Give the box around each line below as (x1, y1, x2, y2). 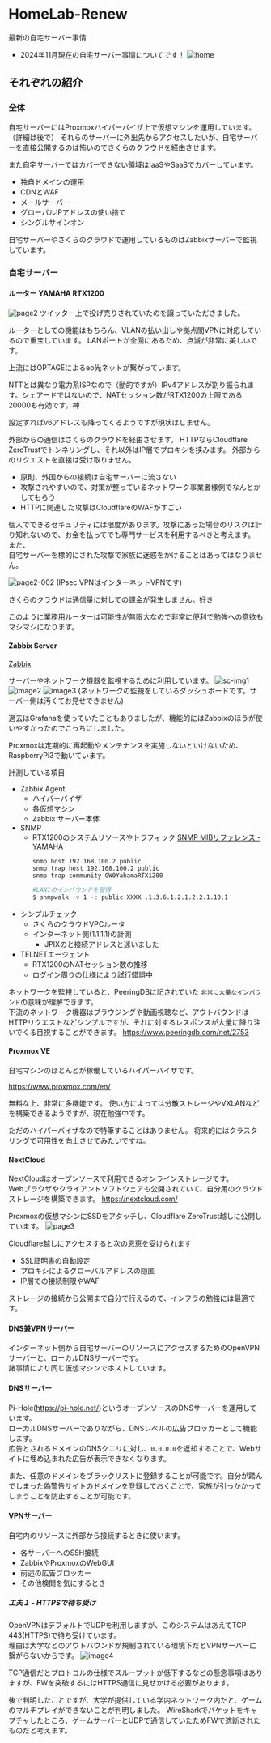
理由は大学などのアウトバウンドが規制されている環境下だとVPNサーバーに (8, 1640, 257, 1650)
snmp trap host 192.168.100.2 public (32, 864, 160, 872)
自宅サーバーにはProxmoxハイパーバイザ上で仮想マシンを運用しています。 (8, 122, 256, 132)
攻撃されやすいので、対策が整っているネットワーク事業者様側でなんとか (19, 482, 261, 492)
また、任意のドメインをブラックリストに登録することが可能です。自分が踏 (8, 1471, 256, 1481)
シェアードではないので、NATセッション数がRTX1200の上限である (21, 390, 243, 399)
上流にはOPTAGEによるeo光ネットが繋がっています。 (8, 362, 186, 373)
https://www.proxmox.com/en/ (8, 1081, 111, 1091)
